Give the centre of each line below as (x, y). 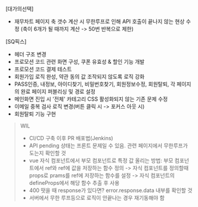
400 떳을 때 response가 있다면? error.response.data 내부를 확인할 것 (111, 190)
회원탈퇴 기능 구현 (35, 114)
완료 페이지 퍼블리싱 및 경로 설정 (58, 92)
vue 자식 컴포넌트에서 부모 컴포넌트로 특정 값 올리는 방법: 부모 (101, 160)
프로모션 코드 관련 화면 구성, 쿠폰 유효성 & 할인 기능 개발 (79, 62)
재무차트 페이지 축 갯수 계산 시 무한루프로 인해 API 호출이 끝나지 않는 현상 (99, 21)
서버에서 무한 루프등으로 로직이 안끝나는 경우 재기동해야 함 (97, 198)
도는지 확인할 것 (47, 153)
